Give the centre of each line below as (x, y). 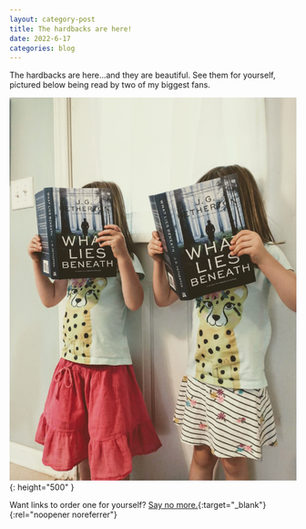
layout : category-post (52, 19)
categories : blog (42, 48)
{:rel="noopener (40, 514)
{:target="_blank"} (232, 505)
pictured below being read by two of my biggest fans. (110, 85)
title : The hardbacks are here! (71, 29)
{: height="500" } (42, 487)
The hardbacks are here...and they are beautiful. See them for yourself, (143, 75)
